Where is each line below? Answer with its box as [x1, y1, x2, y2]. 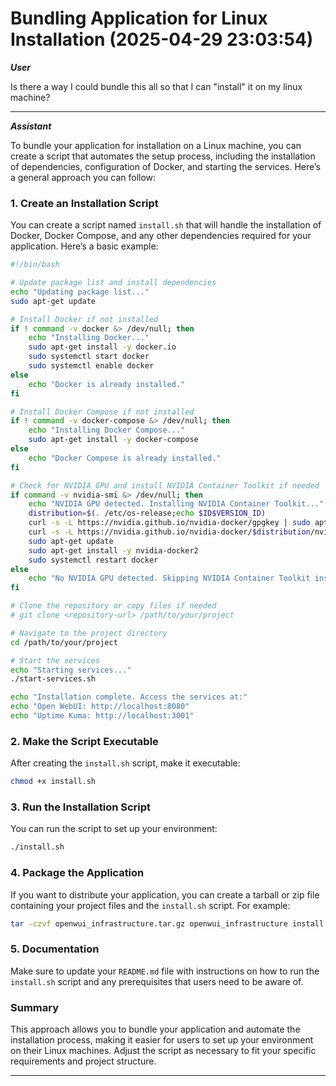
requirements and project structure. [10, 1055, 157, 1067]
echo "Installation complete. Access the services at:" [10, 692, 248, 702]
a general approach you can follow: [10, 171, 157, 183]
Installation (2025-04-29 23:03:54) [10, 28, 314, 51]
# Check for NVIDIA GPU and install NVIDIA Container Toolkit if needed [10, 480, 320, 491]
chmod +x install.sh [10, 777, 97, 787]
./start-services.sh [10, 674, 97, 684]
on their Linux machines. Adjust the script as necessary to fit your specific [10, 1045, 317, 1057]
